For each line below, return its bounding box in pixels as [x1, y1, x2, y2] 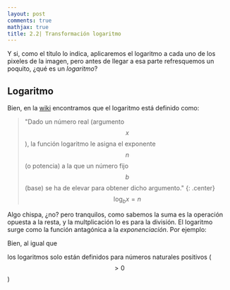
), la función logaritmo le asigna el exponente [24, 139, 157, 149]
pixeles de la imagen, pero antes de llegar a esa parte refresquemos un [7, 57, 214, 66]
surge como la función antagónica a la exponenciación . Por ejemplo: [7, 225, 207, 233]
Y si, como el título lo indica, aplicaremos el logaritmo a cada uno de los [7, 50, 216, 58]
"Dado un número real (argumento [24, 117, 125, 126]
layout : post [7, 10, 46, 18]
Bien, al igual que [7, 238, 58, 248]
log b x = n [113, 195, 141, 205]
